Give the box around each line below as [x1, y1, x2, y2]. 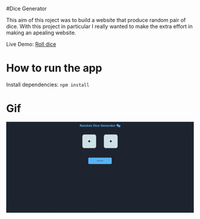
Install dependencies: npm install [6, 81, 90, 88]
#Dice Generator [6, 5, 47, 12]
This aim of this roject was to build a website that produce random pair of [6, 17, 186, 23]
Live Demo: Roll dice [6, 41, 57, 47]
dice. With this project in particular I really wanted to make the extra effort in [6, 23, 193, 30]
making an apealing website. [6, 29, 76, 36]
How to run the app [6, 62, 102, 75]
